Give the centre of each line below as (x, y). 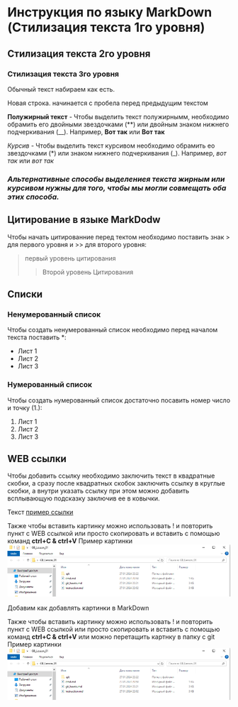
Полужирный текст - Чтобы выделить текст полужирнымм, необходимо (118, 116)
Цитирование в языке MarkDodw (84, 220)
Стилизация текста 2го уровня (79, 54)
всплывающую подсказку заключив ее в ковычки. (84, 498)
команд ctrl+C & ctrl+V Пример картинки (70, 541)
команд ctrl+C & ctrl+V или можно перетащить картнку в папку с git (111, 637)
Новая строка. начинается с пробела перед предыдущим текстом (108, 103)
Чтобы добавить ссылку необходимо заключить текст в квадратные (111, 476)
